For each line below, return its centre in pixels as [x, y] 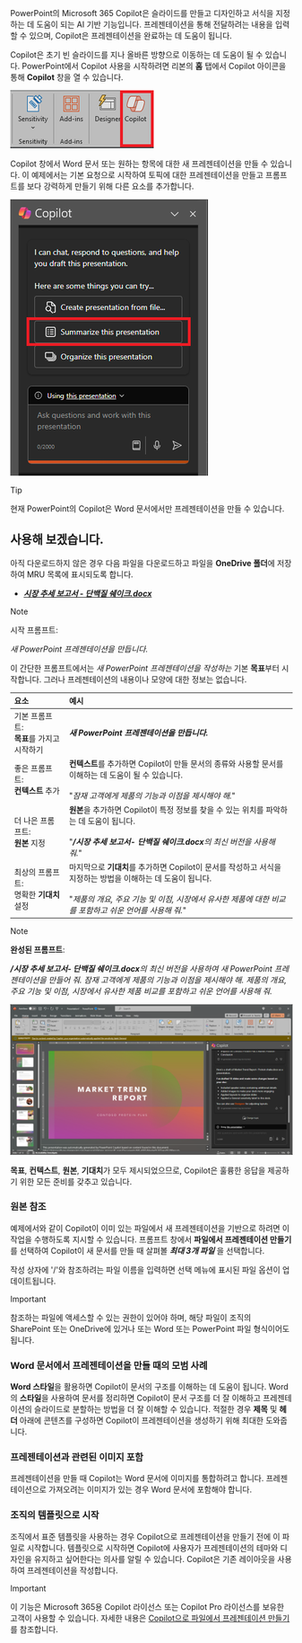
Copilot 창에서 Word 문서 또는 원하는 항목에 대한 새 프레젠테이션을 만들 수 [139, 164]
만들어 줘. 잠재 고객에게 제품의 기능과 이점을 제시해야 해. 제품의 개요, [168, 980]
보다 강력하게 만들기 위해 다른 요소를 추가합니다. [110, 186]
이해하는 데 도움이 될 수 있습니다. [125, 775]
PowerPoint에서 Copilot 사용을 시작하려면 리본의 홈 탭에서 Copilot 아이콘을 [154, 66]
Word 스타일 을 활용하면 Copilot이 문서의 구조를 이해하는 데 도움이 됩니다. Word [150, 1387]
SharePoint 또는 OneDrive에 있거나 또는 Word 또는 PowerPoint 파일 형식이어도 [150, 1328]
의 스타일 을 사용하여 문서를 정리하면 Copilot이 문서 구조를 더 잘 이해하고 [135, 1398]
